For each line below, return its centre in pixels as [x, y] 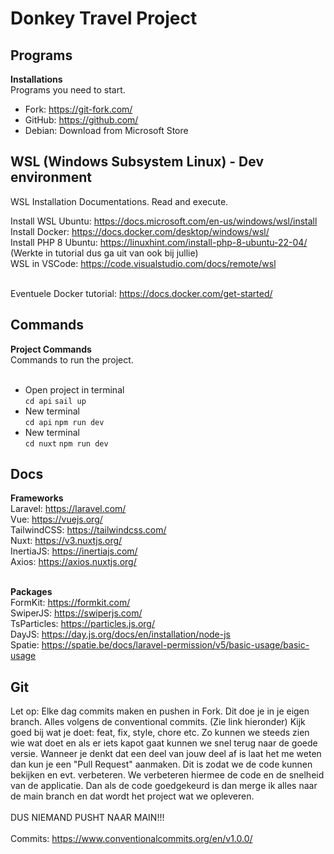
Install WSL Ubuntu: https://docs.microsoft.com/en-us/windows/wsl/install [164, 221]
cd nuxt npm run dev [66, 443]
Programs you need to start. [68, 90]
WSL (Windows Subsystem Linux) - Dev [137, 162]
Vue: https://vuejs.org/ [56, 519]
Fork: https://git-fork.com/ [78, 109]
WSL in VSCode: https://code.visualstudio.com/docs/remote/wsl [143, 263]
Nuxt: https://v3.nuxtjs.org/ [66, 541]
